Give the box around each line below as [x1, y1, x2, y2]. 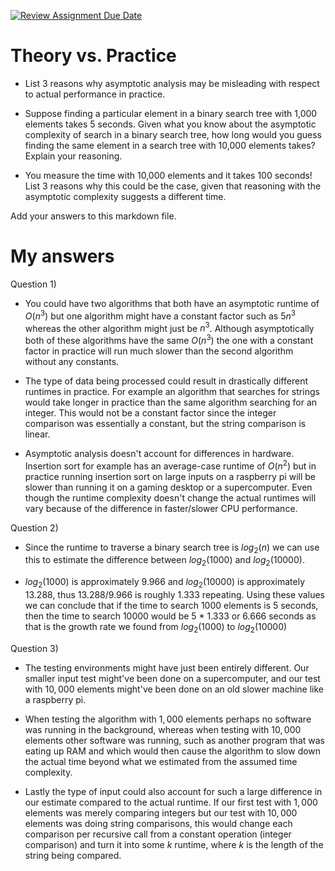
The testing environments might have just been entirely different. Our [24, 661, 310, 674]
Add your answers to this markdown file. [10, 210, 177, 222]
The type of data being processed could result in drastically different [24, 375, 308, 387]
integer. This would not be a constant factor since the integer [24, 406, 277, 419]
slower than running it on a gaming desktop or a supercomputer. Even [24, 481, 313, 493]
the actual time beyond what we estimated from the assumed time [24, 755, 298, 767]
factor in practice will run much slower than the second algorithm [24, 345, 294, 357]
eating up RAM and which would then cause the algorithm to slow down [24, 745, 322, 757]
